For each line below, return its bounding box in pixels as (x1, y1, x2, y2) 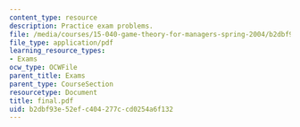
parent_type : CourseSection (9, 80, 114, 89)
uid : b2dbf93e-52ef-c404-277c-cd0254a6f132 (9, 105, 174, 114)
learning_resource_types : (9, 47, 105, 55)
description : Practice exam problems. (9, 21, 154, 30)
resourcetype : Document (9, 88, 98, 97)
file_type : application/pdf (9, 38, 114, 47)
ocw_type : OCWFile (9, 63, 78, 72)
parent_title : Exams (9, 72, 87, 80)
